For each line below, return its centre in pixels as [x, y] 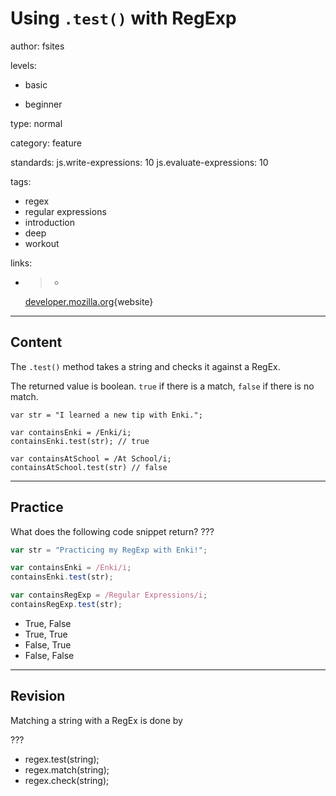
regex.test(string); [62, 759]
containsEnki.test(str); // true [80, 441]
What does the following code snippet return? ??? [112, 531]
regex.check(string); [67, 780]
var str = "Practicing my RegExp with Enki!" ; [109, 550]
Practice [37, 507]
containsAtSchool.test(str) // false [89, 467]
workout [42, 243]
